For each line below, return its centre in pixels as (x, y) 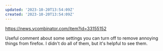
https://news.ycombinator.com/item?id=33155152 (56, 28)
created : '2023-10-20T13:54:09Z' (40, 14)
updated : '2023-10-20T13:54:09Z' (40, 10)
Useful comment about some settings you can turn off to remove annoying (82, 38)
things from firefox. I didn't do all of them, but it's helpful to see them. (77, 43)
